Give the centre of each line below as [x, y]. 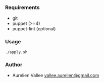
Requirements [23, 7]
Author [14, 65]
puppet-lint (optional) [34, 29]
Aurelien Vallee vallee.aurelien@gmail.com [56, 75]
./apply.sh [16, 52]
